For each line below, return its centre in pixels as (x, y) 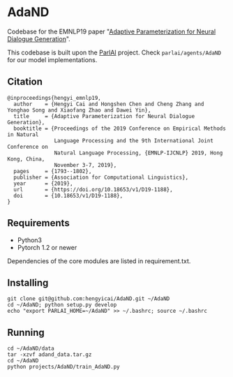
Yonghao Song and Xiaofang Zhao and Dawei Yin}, (79, 110)
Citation (25, 82)
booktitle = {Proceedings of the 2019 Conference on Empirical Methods (120, 128)
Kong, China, (26, 159)
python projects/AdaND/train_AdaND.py (63, 367)
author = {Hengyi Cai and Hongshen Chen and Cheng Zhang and (109, 104)
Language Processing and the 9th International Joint (134, 140)
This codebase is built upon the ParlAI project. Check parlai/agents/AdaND (114, 52)
